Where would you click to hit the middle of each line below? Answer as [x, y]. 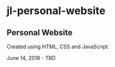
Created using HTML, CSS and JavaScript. [58, 46]
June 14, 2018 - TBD [31, 58]
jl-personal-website [56, 11]
